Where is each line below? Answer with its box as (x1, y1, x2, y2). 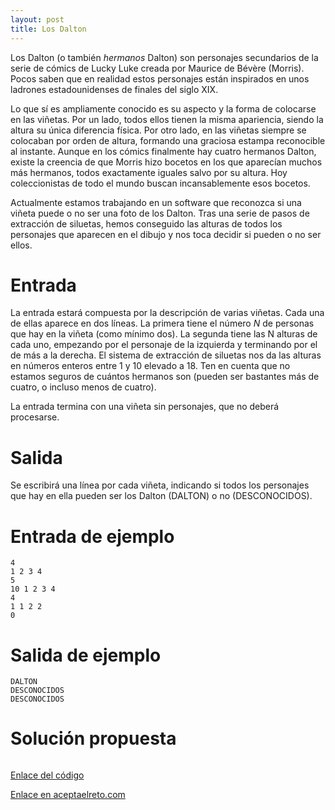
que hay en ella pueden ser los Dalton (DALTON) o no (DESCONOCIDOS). (10, 490, 313, 502)
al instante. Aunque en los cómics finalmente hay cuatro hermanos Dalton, (10, 145, 317, 157)
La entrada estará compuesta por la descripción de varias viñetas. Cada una (10, 307, 325, 319)
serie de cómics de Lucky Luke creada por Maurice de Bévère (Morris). (10, 62, 305, 74)
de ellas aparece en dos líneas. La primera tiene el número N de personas (10, 317, 315, 330)
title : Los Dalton (10, 24, 87, 34)
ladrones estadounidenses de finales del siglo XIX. (10, 83, 219, 95)
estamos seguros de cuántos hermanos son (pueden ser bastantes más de (10, 371, 320, 383)
